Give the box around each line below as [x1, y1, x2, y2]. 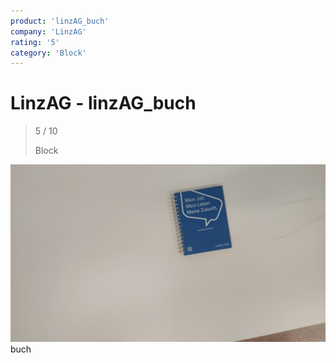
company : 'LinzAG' [10, 26, 87, 37]
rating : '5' [10, 37, 60, 47]
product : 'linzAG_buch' [10, 16, 110, 26]
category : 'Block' [10, 48, 87, 58]
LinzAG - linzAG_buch [10, 92, 197, 115]
